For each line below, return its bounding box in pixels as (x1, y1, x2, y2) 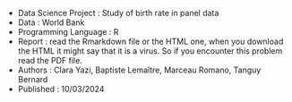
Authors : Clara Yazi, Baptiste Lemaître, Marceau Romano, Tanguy (17, 64, 262, 75)
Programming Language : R (17, 27, 119, 37)
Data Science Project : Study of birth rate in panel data (17, 8, 219, 18)
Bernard (17, 74, 48, 84)
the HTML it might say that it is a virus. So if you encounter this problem (17, 46, 283, 56)
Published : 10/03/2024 (17, 84, 105, 94)
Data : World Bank (17, 17, 85, 28)
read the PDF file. (17, 55, 82, 65)
